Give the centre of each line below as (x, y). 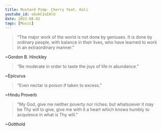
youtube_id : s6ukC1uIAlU (30, 14)
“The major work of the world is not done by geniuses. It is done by (85, 37)
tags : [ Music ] (20, 23)
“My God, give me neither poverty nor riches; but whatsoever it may (85, 104)
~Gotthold (15, 124)
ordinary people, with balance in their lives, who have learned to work (87, 43)
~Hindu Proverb (21, 95)
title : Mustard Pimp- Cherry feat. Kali (47, 10)
